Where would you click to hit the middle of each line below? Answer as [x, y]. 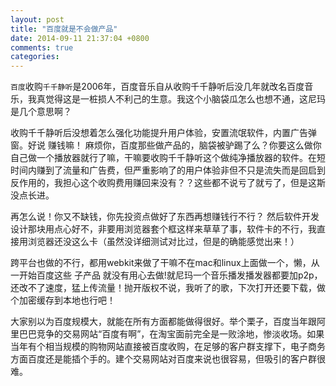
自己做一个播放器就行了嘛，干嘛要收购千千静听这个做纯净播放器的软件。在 [163, 158]
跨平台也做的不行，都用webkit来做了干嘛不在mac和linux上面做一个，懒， [161, 263]
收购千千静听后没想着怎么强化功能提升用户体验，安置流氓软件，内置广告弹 [163, 133]
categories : [35, 57]
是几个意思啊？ [41, 112]
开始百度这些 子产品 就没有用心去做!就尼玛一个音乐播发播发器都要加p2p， [170, 275]
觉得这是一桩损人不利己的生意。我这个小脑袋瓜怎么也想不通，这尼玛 [185, 99]
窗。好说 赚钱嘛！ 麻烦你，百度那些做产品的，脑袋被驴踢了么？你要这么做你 [166, 145]
